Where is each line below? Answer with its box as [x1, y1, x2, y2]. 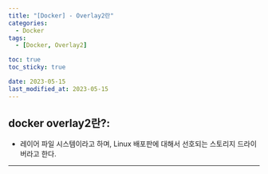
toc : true [8, 56, 41, 64]
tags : [8, 34, 26, 42]
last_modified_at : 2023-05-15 [8, 85, 109, 93]
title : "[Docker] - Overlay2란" [8, 11, 114, 20]
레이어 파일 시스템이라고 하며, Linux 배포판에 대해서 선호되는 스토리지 [19, 139, 236, 148]
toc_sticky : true [8, 63, 66, 72]
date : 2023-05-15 [8, 77, 66, 85]
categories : [8, 19, 48, 27]
